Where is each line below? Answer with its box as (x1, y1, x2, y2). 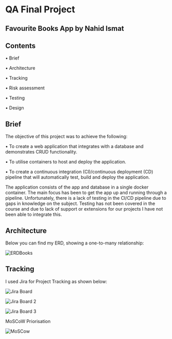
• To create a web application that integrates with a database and (5, 143, 144, 149)
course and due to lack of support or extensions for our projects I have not (5, 206, 163, 212)
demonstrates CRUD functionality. (5, 149, 78, 155)
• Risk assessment (5, 85, 45, 91)
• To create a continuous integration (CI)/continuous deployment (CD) (5, 168, 154, 175)
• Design (5, 105, 24, 111)
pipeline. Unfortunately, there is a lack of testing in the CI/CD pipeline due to (5, 195, 166, 201)
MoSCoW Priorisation (5, 318, 51, 324)
